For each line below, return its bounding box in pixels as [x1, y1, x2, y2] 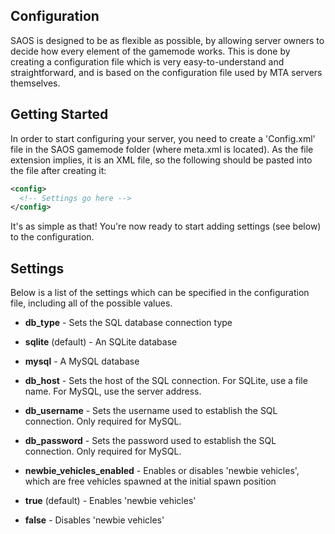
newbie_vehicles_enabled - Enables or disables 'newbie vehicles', [24, 465, 300, 477]
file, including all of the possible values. [10, 297, 173, 309]
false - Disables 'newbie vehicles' [24, 514, 165, 526]
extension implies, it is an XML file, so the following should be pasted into [10, 154, 313, 166]
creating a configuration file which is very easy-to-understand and [10, 55, 285, 68]
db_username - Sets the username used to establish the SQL [24, 405, 278, 417]
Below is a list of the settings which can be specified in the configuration [10, 287, 310, 299]
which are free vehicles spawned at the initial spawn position [24, 475, 277, 488]
